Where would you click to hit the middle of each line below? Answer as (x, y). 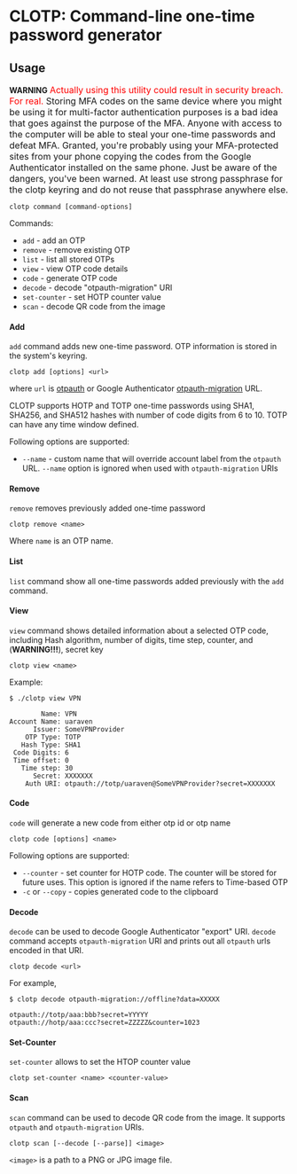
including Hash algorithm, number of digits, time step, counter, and (131, 639)
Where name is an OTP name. (61, 541)
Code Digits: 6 (41, 752)
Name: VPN (59, 714)
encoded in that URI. (47, 951)
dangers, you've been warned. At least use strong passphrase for (146, 179)
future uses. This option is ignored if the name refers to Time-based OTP (155, 882)
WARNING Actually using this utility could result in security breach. (146, 90)
